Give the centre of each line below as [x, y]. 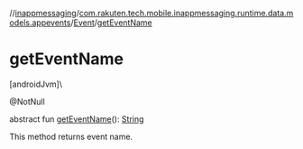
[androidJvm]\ [36, 84]
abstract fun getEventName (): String [77, 119]
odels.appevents [40, 23]
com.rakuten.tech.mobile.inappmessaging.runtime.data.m [186, 13]
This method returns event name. [71, 136]
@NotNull [27, 101]
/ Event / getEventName [112, 23]
